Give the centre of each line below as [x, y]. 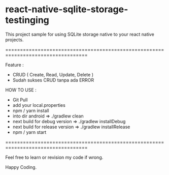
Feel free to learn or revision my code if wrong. [54, 157]
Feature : [14, 65]
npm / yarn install [31, 110]
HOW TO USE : [21, 90]
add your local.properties [39, 105]
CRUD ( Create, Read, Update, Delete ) [53, 74]
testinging [27, 20]
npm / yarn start [29, 132]
